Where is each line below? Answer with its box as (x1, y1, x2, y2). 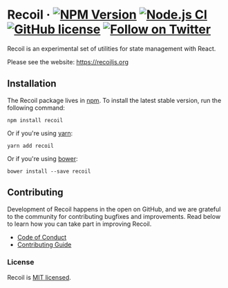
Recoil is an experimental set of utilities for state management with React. (7, 44, 216, 52)
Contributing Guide (17, 240, 72, 249)
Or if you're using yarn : (7, 128, 73, 137)
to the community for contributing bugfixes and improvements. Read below (7, 212, 221, 220)
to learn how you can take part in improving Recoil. (7, 220, 152, 228)
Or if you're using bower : (7, 154, 78, 162)
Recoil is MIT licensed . (7, 273, 71, 281)
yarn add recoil (7, 142, 54, 149)
